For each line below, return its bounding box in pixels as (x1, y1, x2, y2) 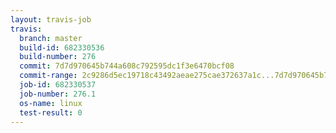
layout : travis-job (10, 14, 92, 25)
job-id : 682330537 (19, 80, 97, 90)
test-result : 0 (19, 107, 83, 118)
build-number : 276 (19, 52, 97, 62)
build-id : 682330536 (19, 42, 105, 53)
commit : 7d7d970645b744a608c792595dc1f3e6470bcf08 (19, 61, 235, 71)
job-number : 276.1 (19, 89, 97, 99)
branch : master (19, 33, 83, 43)
